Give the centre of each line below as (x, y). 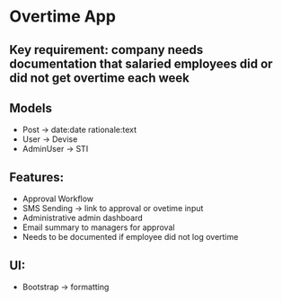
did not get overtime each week (100, 78)
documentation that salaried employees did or (141, 63)
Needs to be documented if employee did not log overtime (130, 237)
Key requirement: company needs (106, 50)
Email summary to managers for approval (98, 227)
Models (31, 108)
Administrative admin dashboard (83, 218)
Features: (37, 177)
